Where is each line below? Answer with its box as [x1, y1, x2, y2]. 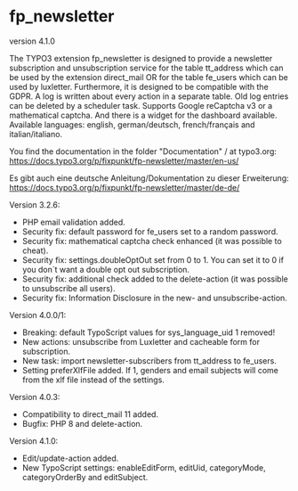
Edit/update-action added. [21, 453, 119, 463]
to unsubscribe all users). [21, 282, 116, 293]
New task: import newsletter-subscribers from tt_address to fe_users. [21, 355, 278, 366]
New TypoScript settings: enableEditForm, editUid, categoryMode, [21, 462, 266, 473]
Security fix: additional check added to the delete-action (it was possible [21, 274, 289, 284]
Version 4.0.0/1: [9, 309, 67, 320]
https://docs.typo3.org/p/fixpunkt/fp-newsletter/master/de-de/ [9, 182, 240, 192]
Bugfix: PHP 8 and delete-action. [21, 418, 143, 429]
